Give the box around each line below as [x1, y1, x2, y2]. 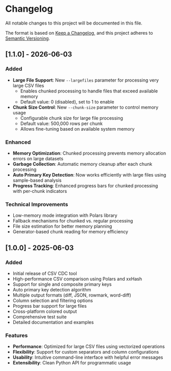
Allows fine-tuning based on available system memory [20, 126, 135, 132]
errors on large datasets [12, 155, 64, 161]
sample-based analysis [12, 177, 62, 183]
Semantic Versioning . [5, 35, 50, 41]
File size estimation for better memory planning [12, 223, 112, 230]
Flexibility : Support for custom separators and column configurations [12, 349, 159, 355]
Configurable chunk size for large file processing [20, 115, 124, 121]
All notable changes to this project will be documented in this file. [5, 20, 143, 26]
